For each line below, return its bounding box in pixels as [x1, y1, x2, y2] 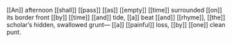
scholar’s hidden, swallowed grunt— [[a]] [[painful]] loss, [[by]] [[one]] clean [6, 21, 226, 28]
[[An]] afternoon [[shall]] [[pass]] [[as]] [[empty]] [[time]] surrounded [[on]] [6, 6, 223, 14]
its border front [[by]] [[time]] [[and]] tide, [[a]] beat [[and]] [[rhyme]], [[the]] [6, 13, 226, 21]
